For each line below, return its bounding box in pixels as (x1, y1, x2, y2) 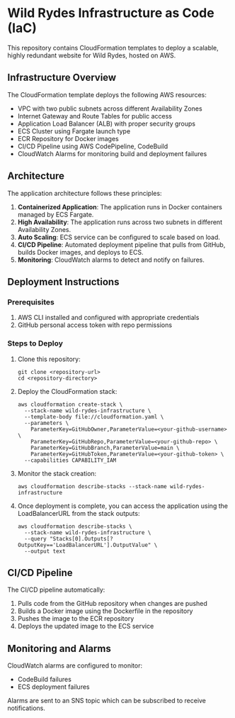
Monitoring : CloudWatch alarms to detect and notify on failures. (17, 255, 205, 264)
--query (24, 535, 47, 542)
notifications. (7, 704, 46, 712)
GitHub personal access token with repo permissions (17, 321, 172, 329)
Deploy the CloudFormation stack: (17, 387, 117, 395)
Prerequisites (7, 297, 55, 306)
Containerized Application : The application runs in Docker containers (17, 202, 223, 211)
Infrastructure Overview (7, 72, 117, 84)
